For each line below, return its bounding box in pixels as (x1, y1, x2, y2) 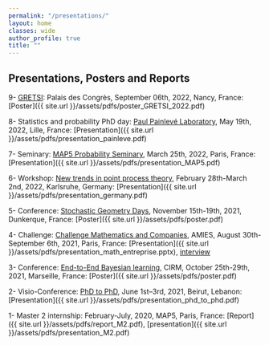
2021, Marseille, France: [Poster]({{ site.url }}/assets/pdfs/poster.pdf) (8, 270, 237, 281)
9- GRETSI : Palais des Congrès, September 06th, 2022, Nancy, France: (8, 92, 243, 102)
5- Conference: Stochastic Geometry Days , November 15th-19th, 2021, (8, 205, 243, 215)
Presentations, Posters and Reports (8, 71, 190, 85)
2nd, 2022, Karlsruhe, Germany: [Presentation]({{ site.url (8, 181, 197, 191)
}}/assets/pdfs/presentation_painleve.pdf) (8, 133, 147, 143)
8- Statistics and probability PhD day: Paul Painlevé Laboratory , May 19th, (8, 116, 252, 126)
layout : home (8, 19, 52, 27)
